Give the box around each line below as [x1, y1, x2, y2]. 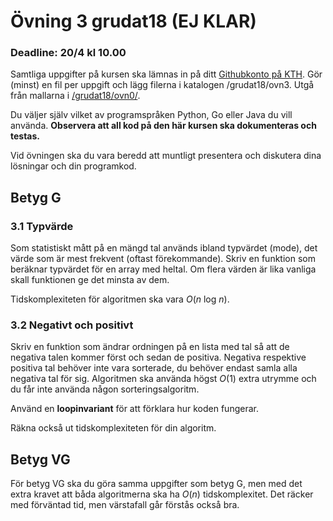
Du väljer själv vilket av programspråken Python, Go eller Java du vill [10, 109, 293, 121]
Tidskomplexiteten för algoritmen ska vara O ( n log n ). [10, 293, 230, 305]
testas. [10, 130, 41, 142]
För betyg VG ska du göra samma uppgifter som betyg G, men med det [10, 478, 303, 490]
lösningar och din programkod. [10, 160, 137, 172]
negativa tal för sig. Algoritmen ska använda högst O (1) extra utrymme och [10, 373, 317, 385]
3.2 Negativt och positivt [10, 318, 134, 332]
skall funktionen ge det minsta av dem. [10, 274, 170, 286]
